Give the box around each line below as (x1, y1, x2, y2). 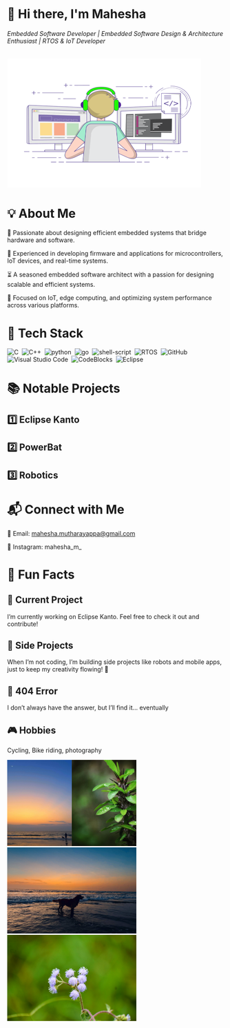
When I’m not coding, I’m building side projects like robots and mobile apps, (7, 658, 222, 666)
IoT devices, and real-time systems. (7, 256, 109, 265)
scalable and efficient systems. (7, 281, 95, 289)
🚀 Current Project (7, 594, 83, 606)
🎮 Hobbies (7, 724, 56, 736)
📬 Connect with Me (7, 501, 125, 517)
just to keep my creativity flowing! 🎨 (7, 665, 109, 674)
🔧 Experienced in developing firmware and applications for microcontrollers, (7, 250, 224, 258)
